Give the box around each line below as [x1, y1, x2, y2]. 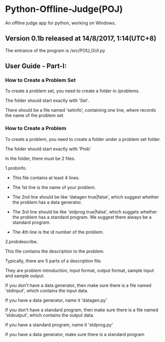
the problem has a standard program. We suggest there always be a [12, 214, 152, 220]
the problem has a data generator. [12, 199, 82, 205]
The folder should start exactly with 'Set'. [5, 98, 89, 104]
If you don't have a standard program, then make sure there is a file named [5, 307, 159, 313]
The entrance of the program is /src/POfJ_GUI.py [5, 47, 105, 53]
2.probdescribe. [5, 238, 38, 244]
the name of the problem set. [5, 113, 65, 119]
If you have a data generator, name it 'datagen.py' [5, 297, 107, 303]
